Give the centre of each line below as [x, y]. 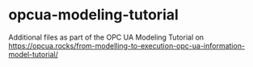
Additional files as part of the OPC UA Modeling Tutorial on [106, 37]
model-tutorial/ [34, 54]
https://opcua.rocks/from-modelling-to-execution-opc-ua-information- [126, 45]
